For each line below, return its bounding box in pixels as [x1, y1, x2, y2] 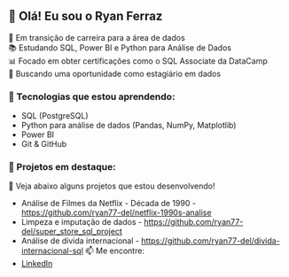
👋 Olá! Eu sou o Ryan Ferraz [8, 9, 163, 24]
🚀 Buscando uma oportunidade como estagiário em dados [8, 68, 222, 79]
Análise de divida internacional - [20, 235, 139, 246]
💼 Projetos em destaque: [8, 161, 116, 173]
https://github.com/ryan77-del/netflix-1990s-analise [20, 207, 212, 218]
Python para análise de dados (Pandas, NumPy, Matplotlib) [20, 120, 237, 131]
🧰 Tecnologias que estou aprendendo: [8, 90, 176, 103]
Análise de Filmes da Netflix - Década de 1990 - [20, 198, 197, 209]
